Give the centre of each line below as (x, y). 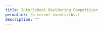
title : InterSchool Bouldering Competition (52, 10)
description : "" (22, 19)
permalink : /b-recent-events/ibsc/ (43, 15)
